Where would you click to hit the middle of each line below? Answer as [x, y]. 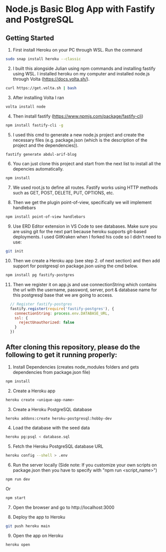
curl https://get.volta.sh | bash [41, 88]
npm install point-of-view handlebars [45, 217]
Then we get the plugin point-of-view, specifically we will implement [82, 202]
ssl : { [21, 318]
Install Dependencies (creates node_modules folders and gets [76, 367]
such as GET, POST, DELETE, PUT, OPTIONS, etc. [63, 193]
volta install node [26, 107]
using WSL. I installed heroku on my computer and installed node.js [81, 73]
